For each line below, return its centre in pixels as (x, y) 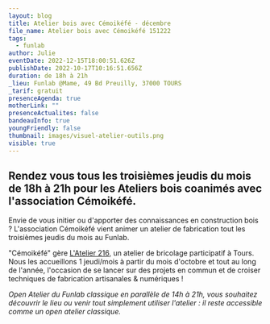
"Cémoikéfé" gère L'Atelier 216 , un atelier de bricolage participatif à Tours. (131, 253)
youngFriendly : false (45, 128)
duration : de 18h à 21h (48, 76)
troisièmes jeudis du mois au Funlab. (69, 238)
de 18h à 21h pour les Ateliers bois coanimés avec (135, 188)
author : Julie (32, 53)
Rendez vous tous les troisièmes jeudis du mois (130, 175)
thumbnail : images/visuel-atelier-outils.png (86, 135)
